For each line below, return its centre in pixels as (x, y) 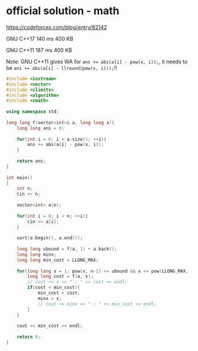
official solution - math (63, 11)
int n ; (25, 188)
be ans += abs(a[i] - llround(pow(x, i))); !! (62, 68)
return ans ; (31, 161)
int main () (19, 178)
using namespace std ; (33, 112)
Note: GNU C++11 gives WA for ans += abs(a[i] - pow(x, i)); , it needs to (97, 61)
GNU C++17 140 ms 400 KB (40, 38)
